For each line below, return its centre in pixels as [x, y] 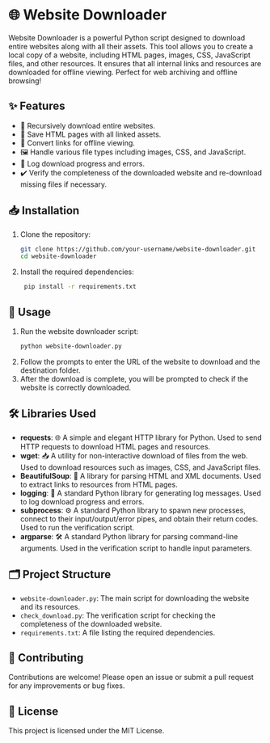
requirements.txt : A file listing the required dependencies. [118, 632]
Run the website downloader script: [79, 331]
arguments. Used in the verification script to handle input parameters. [136, 548]
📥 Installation [44, 211]
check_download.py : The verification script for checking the [118, 615]
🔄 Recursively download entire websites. [88, 125]
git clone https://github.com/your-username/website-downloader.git [138, 249]
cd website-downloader [58, 256]
